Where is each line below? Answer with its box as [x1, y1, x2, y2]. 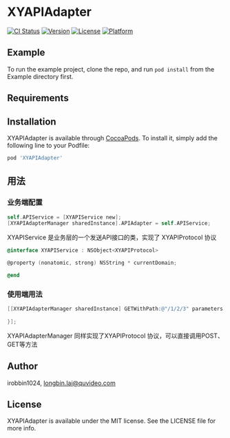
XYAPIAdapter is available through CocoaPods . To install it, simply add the [7, 133, 218, 142]
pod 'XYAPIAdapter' [7, 154, 63, 162]
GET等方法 [7, 340, 38, 348]
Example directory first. [7, 72, 74, 80]
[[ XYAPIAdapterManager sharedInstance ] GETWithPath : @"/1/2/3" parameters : [7, 305, 227, 313]
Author [7, 360, 38, 372]
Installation [7, 116, 56, 127]
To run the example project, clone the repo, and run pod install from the [7, 65, 215, 73]
